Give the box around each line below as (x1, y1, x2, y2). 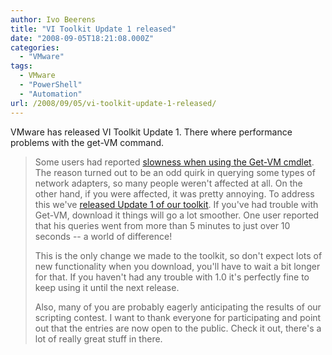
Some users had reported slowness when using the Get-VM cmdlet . (34, 156, 315, 168)
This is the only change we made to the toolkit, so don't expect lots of (34, 249, 323, 261)
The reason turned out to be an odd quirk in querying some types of (34, 166, 316, 178)
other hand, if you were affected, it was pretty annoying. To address (34, 187, 315, 200)
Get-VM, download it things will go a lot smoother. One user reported (34, 209, 320, 221)
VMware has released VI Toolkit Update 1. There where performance (10, 126, 293, 138)
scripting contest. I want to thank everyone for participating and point (34, 311, 322, 323)
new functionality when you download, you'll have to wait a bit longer (34, 260, 321, 272)
